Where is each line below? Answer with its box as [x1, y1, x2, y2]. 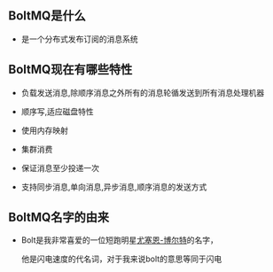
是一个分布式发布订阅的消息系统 [20, 34, 138, 44]
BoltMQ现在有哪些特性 [8, 62, 133, 77]
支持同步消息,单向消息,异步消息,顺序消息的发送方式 [20, 181, 207, 192]
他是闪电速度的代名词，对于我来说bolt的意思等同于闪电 [20, 253, 222, 264]
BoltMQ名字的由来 [8, 210, 110, 225]
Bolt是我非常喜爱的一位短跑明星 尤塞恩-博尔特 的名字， [20, 235, 218, 245]
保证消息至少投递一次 [20, 162, 99, 173]
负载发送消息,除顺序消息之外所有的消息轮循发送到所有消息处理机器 [20, 87, 265, 97]
